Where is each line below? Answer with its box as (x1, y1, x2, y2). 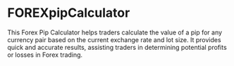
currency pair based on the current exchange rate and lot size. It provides (7, 35, 221, 44)
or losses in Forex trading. (7, 51, 83, 59)
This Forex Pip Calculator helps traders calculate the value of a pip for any (7, 28, 223, 37)
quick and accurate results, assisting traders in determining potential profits (7, 43, 227, 51)
